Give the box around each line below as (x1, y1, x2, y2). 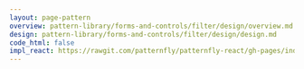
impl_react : (9, 47, 54, 56)
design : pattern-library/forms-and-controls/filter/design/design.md (9, 30, 278, 39)
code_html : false (9, 38, 75, 47)
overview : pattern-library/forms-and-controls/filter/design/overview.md (9, 22, 294, 30)
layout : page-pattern (9, 13, 91, 22)
